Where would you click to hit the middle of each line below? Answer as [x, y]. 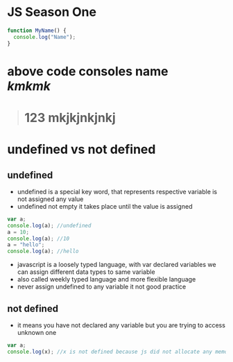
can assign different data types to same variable [86, 272]
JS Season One [52, 12]
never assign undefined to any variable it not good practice [102, 287]
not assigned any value [50, 199]
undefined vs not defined [81, 149]
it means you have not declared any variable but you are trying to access [121, 325]
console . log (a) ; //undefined [49, 225]
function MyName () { [37, 31]
